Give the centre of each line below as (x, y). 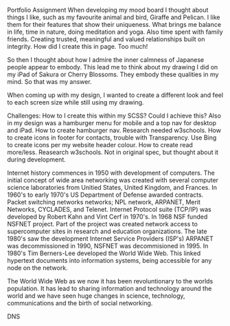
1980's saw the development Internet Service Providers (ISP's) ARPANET (111, 239)
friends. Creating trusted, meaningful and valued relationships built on (106, 39)
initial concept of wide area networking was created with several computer (113, 180)
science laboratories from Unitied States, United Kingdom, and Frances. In (112, 187)
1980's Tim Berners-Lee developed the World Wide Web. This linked (104, 253)
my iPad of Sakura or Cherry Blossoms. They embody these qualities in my (113, 74)
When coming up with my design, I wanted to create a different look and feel (115, 95)
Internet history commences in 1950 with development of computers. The (111, 173)
